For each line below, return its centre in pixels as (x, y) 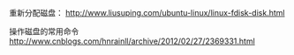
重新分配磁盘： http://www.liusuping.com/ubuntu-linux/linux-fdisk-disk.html (147, 13)
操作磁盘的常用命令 (44, 31)
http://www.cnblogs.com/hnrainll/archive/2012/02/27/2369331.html (132, 41)
